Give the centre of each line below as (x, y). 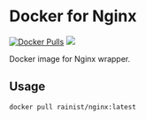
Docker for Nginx (73, 16)
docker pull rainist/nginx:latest (73, 107)
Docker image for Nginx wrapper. (70, 58)
